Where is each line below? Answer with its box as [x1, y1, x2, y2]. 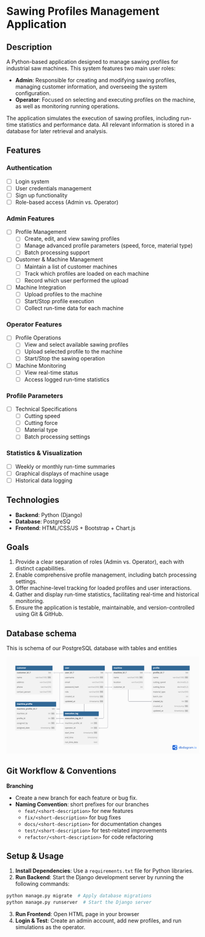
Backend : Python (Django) [15, 511, 83, 518]
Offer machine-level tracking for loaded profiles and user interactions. [15, 585, 192, 592]
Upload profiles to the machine [24, 290, 103, 298]
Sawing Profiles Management [6, 4, 160, 18]
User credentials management [15, 184, 92, 192]
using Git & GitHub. [15, 610, 64, 618]
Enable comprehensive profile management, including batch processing [15, 571, 197, 578]
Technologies [6, 495, 60, 505]
